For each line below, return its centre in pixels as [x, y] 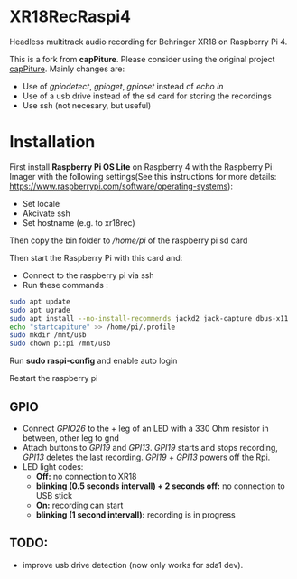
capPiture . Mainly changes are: [67, 69]
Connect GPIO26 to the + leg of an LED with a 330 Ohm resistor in [145, 428]
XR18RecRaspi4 [70, 17]
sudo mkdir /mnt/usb [48, 335]
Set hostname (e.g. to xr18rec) [79, 222]
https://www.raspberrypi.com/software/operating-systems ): [121, 186]
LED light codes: [53, 466]
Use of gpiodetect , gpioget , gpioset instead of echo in [123, 86]
